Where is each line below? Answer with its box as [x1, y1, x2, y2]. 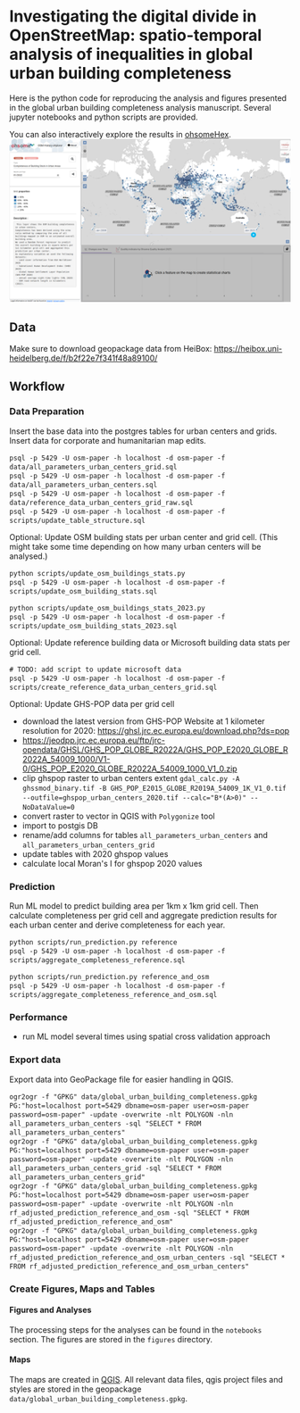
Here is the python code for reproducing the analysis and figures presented [9, 92, 287, 104]
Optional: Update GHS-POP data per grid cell [9, 698, 175, 709]
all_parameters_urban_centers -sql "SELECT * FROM [9, 1118, 202, 1128]
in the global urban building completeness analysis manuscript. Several [9, 102, 271, 112]
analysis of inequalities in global [9, 45, 254, 64]
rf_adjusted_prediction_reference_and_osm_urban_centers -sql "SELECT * [9, 1252, 286, 1262]
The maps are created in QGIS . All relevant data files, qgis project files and [9, 1375, 284, 1385]
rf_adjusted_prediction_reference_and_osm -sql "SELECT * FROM [9, 1208, 250, 1218]
